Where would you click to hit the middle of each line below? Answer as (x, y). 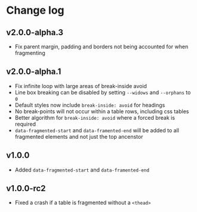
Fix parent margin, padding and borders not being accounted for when (101, 46)
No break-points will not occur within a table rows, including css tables (102, 111)
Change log (35, 10)
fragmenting (30, 53)
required (25, 124)
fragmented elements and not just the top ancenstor (79, 136)
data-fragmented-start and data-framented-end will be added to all (97, 130)
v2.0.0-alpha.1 (34, 72)
